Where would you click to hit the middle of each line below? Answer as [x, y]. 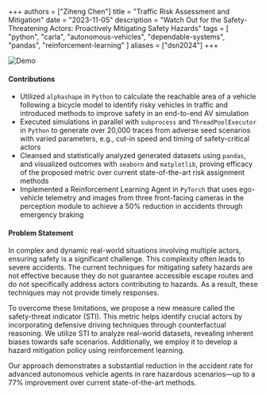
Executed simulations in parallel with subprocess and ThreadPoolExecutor [138, 122]
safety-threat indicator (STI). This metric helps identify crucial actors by [125, 316]
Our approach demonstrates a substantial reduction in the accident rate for [131, 366]
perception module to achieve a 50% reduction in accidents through [131, 207]
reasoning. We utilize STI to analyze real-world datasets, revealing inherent [131, 334]
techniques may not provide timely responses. [84, 292]
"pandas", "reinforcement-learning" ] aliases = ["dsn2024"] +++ [114, 45]
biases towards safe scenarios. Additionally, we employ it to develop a [123, 342]
